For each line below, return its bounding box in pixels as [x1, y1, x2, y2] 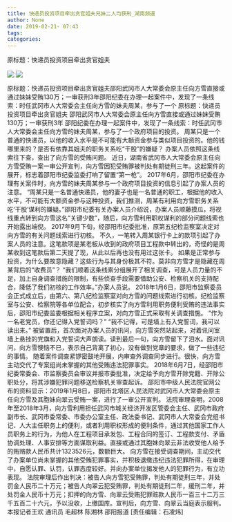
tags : [7, 29, 23, 37]
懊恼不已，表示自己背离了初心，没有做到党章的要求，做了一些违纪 [37, 344, 225, 352]
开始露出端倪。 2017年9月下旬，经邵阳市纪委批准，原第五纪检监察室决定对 [7, 223, 220, 231]
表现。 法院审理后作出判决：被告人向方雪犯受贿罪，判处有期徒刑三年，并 [7, 473, 215, 481]
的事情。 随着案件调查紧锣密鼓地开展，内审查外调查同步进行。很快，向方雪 [7, 352, 221, 360]
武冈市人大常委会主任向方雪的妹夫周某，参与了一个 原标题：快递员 [30, 102, 221, 110]
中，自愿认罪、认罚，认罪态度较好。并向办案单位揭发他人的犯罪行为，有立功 [7, 465, 225, 473]
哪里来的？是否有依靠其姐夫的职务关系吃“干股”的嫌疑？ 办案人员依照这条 [7, 145, 214, 153]
